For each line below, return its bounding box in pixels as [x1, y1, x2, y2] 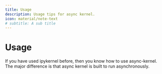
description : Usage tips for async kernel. [5, 12, 95, 17]
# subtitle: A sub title [5, 21, 56, 26]
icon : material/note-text [5, 16, 58, 21]
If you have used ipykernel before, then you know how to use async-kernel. [5, 58, 158, 64]
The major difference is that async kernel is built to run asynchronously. [5, 63, 150, 69]
